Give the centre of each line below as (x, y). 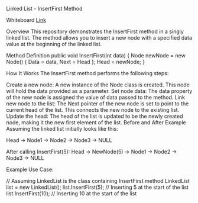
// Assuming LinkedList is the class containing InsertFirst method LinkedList (98, 181)
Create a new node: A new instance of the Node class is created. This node (98, 85)
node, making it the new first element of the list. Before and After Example (96, 123)
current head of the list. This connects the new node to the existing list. (93, 110)
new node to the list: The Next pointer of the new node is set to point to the (98, 104)
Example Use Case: (30, 169)
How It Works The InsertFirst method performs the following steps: (87, 73)
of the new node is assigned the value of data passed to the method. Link (95, 97)
